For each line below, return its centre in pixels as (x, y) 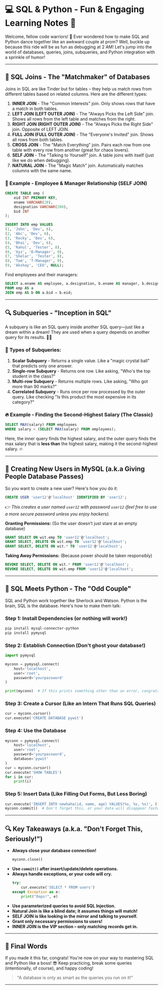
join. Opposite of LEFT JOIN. (41, 129)
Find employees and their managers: (42, 275)
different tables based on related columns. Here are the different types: (76, 94)
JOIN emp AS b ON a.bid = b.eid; (39, 292)
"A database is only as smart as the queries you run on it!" (75, 978)
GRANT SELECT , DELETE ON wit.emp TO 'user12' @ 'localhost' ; (66, 542)
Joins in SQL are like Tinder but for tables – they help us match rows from (78, 89)
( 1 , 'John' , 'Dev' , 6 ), (29, 229)
